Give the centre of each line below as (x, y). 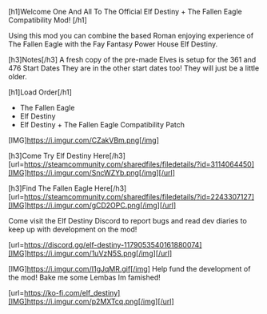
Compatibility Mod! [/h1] (48, 20)
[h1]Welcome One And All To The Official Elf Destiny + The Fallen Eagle (125, 12)
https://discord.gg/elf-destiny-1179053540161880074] (113, 245)
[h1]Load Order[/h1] (40, 92)
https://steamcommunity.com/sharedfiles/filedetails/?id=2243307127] (139, 197)
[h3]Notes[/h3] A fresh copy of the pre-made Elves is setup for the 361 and (132, 60)
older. (18, 76)
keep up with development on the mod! (73, 229)
